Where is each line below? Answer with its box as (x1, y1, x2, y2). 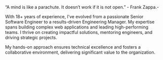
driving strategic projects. (5, 34, 58, 40)
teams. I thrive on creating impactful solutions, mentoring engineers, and (5, 30, 153, 35)
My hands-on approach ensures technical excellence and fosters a (5, 44, 141, 50)
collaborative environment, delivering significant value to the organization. (5, 49, 156, 55)
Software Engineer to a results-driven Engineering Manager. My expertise (5, 19, 155, 25)
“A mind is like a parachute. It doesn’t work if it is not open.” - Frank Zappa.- (5, 4, 159, 10)
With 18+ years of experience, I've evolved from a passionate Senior (5, 14, 144, 19)
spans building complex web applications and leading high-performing (5, 24, 149, 30)
